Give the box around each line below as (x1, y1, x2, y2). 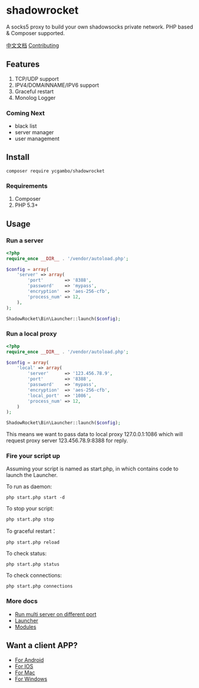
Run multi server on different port (14, 610, 97, 618)
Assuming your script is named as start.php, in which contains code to (6, 465, 179, 472)
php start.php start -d (6, 494, 65, 501)
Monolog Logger (14, 94, 56, 101)
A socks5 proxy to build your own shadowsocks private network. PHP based (6, 23, 193, 30)
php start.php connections (6, 583, 73, 589)
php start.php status (6, 561, 60, 567)
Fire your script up (6, 452, 61, 460)
